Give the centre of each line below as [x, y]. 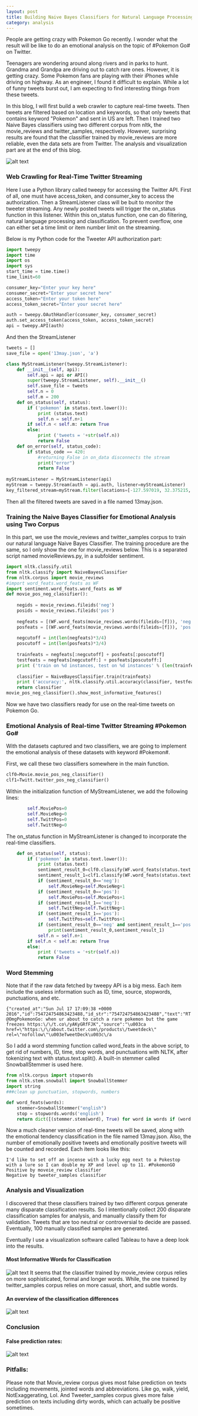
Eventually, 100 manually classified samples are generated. [77, 1228]
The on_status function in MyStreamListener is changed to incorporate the [96, 836]
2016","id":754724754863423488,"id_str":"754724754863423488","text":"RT [99, 1014]
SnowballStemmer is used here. [45, 1065]
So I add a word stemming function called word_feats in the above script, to [98, 1046]
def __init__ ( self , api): [49, 370]
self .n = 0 [41, 391]
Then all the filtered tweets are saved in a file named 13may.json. [85, 501]
